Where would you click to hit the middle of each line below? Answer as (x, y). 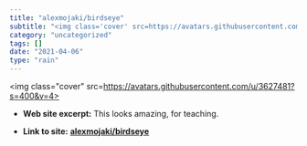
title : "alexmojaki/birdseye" (67, 18)
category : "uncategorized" (61, 35)
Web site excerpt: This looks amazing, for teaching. (121, 114)
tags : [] (26, 43)
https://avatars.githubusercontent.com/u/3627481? (199, 86)
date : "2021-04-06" (47, 52)
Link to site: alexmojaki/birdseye (86, 131)
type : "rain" (34, 60)
